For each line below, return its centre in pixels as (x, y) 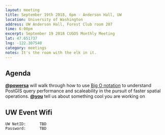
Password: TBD (26, 129)
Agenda (18, 73)
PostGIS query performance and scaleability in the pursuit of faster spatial (83, 91)
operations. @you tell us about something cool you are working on (75, 96)
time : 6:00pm (19, 29)
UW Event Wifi (29, 112)
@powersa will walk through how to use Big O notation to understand (78, 86)
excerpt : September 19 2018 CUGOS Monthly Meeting (60, 34)
